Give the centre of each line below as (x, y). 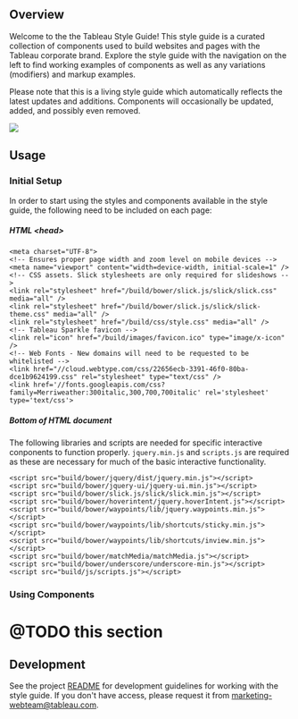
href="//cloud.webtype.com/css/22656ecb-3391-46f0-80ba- (141, 369)
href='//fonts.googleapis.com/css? (99, 385)
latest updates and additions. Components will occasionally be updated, (141, 101)
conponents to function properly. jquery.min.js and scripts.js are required (149, 453)
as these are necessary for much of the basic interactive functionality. (138, 462)
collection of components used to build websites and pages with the (135, 46)
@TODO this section (86, 632)
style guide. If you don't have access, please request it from (120, 696)
